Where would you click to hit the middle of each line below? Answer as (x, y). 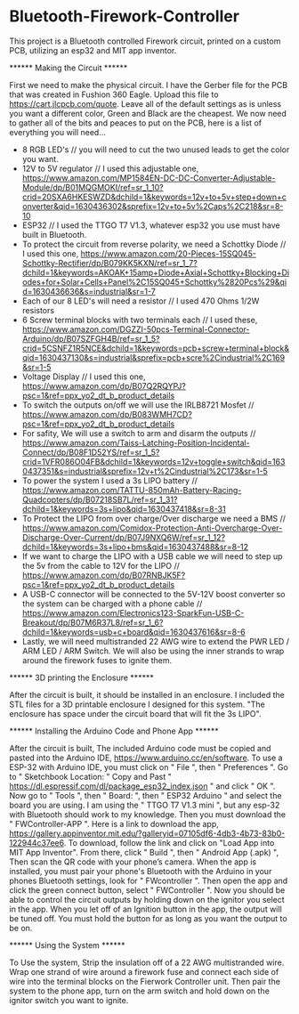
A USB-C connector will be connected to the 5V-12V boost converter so (154, 594)
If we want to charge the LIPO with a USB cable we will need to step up (152, 556)
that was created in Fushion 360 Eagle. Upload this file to (114, 94)
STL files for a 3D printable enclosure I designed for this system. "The (137, 704)
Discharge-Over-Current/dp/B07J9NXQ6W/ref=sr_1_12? (123, 537)
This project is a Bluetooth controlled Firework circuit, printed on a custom (145, 41)
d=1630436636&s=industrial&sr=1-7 (89, 291)
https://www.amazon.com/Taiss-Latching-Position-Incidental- (136, 442)
